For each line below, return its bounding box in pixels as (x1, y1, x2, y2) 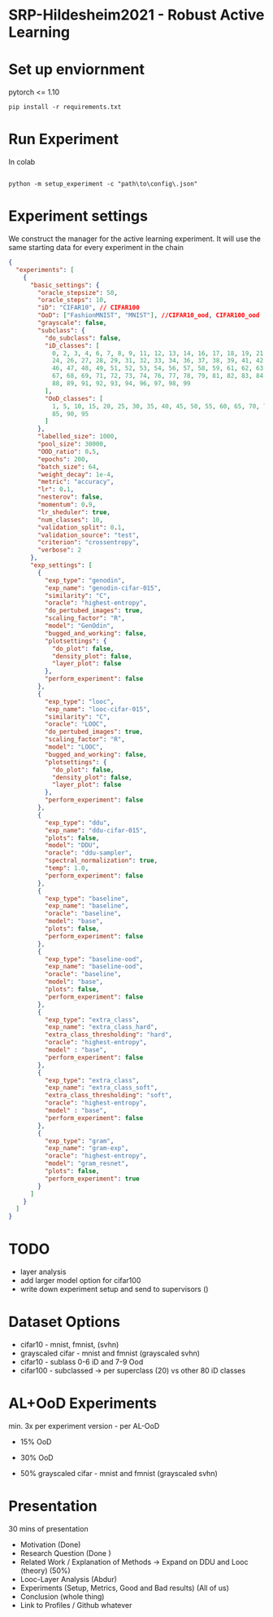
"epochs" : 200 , (37, 455, 89, 464)
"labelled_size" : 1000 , (37, 433, 118, 441)
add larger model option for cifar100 (19, 1276, 141, 1285)
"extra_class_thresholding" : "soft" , (44, 1092, 173, 1100)
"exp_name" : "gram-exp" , (44, 1145, 129, 1153)
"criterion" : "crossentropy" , (37, 538, 140, 547)
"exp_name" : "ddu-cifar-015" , (44, 826, 148, 834)
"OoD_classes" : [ (44, 394, 104, 402)
